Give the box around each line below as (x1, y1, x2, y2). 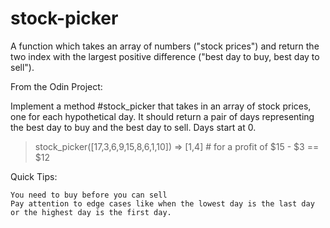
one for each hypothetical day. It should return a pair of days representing (10, 110, 315, 122)
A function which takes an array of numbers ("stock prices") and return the (10, 40, 320, 52)
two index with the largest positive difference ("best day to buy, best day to (10, 50, 320, 62)
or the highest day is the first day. (10, 207, 172, 217)
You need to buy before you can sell (10, 190, 168, 200)
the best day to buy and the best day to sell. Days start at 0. (10, 121, 257, 133)
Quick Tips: (10, 170, 58, 182)
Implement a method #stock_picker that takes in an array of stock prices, (10, 100, 312, 112)
